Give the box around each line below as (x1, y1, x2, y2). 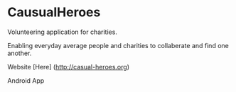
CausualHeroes (7, 4, 101, 21)
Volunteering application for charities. (7, 28, 117, 36)
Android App (7, 76, 45, 85)
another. (7, 49, 32, 57)
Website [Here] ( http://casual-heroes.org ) (7, 62, 130, 71)
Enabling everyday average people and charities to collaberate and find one (7, 41, 229, 50)
